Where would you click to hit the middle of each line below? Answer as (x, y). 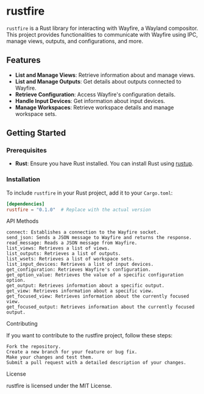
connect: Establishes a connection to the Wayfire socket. (83, 232)
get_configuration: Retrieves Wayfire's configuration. (79, 270)
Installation (23, 179)
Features (23, 60)
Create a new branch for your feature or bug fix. (72, 352)
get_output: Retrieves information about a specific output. (86, 286)
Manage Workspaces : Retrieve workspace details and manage (94, 107)
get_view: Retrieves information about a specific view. (80, 291)
